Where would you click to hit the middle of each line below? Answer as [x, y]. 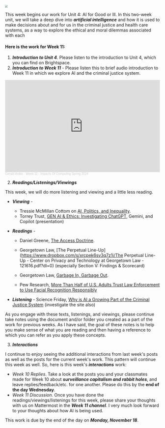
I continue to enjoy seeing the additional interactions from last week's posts [82, 354]
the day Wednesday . [34, 390]
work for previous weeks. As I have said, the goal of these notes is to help [80, 325]
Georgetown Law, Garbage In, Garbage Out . [64, 275]
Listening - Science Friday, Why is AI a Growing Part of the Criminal [81, 300]
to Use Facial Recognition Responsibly [58, 290]
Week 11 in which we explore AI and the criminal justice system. [76, 73]
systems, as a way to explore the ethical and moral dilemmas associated [78, 30]
